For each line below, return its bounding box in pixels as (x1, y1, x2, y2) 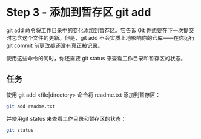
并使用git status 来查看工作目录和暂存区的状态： (6, 115, 127, 122)
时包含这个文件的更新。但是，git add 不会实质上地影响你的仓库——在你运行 (6, 34, 195, 41)
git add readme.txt (6, 103, 56, 109)
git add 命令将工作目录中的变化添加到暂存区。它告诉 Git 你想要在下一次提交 (6, 27, 194, 34)
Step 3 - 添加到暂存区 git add (6, 5, 151, 19)
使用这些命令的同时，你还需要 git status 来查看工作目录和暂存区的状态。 (6, 54, 186, 62)
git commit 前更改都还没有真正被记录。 (6, 42, 104, 49)
